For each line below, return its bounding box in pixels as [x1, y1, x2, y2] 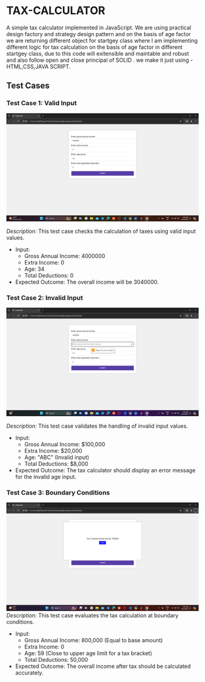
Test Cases [6, 81, 50, 91]
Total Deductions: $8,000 [24, 460, 88, 468]
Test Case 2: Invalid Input [6, 294, 84, 302]
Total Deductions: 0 [24, 272, 74, 279]
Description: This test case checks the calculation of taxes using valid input [6, 227, 196, 235]
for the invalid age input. [15, 473, 77, 480]
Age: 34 [24, 265, 45, 273]
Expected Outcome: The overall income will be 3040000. [15, 279, 159, 286]
